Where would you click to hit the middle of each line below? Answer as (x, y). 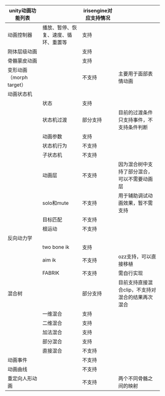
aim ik (49, 260)
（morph (18, 77)
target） (17, 85)
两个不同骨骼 (133, 379)
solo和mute (55, 203)
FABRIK (51, 273)
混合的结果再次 (136, 297)
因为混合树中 (133, 164)
